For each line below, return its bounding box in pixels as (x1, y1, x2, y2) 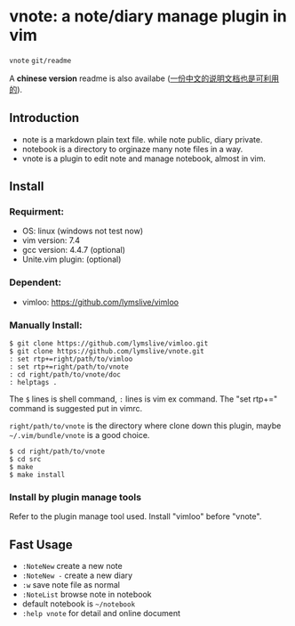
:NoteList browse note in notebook (21, 589, 152, 600)
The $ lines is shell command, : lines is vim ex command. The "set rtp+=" (9, 394, 278, 404)
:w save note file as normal (21, 580, 120, 590)
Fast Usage (9, 537, 73, 552)
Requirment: (9, 206, 65, 218)
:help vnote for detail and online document (21, 608, 180, 619)
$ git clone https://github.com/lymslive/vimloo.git (9, 339, 209, 348)
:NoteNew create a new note (21, 561, 123, 572)
